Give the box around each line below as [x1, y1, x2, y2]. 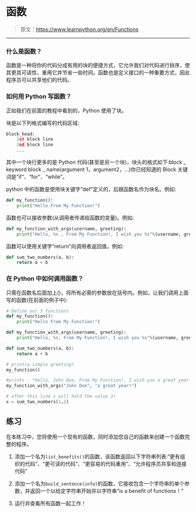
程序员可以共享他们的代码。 [6, 77, 73, 84]
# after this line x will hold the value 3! [6, 393, 116, 400]
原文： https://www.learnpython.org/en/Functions [20, 26, 139, 33]
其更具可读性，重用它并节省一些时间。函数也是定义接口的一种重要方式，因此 [6, 69, 190, 76]
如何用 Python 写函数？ [6, 92, 72, 101]
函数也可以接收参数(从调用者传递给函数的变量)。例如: [6, 214, 134, 221]
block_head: [6, 131, 35, 137]
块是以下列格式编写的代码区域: [6, 119, 80, 126]
